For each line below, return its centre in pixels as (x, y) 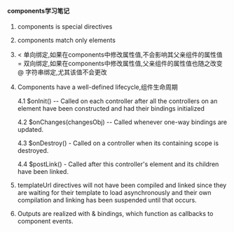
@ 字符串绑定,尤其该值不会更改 (62, 72)
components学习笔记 (39, 11)
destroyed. (33, 151)
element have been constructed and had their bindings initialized (111, 109)
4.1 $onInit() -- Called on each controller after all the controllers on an (117, 101)
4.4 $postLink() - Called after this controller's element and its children (118, 164)
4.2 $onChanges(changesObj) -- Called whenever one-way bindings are (122, 122)
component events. (45, 221)
